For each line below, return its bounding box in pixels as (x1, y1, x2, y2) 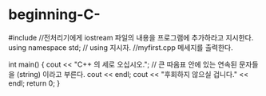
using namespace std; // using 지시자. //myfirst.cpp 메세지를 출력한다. (8, 42, 233, 52)
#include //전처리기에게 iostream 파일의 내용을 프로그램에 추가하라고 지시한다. (8, 33, 254, 42)
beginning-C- (8, 6, 101, 24)
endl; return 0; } (8, 78, 61, 88)
